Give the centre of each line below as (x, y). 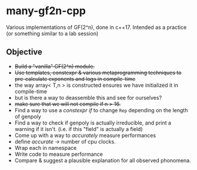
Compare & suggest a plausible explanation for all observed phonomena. (103, 160)
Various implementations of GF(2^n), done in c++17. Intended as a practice (96, 27)
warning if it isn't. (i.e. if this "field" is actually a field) (79, 129)
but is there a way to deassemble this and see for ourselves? (88, 97)
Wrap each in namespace (46, 148)
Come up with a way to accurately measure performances (85, 135)
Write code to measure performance (59, 154)
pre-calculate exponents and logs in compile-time (75, 79)
